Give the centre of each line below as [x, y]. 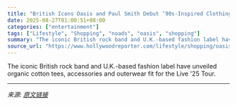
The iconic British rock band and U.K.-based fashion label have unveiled [112, 66]
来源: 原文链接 [28, 94]
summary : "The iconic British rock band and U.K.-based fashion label [113, 40]
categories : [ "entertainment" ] [53, 27]
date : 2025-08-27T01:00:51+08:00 [56, 20]
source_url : [25, 46]
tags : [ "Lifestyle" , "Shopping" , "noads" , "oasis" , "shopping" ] [104, 33]
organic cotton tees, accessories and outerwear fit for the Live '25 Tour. [112, 73]
